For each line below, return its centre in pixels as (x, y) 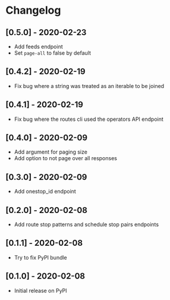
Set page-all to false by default (53, 53)
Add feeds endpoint (38, 46)
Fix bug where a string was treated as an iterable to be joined (89, 86)
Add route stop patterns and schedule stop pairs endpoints (86, 224)
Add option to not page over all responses (65, 158)
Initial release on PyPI (40, 290)
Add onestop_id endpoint (45, 192)
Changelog (33, 10)
